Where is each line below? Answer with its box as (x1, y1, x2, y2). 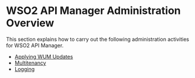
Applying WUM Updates (14, 53, 73, 60)
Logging (14, 65, 35, 72)
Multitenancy (14, 59, 46, 66)
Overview (6, 16, 54, 30)
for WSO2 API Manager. (6, 42, 64, 49)
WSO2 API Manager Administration (6, 4, 181, 17)
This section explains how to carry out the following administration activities (6, 36, 189, 42)
